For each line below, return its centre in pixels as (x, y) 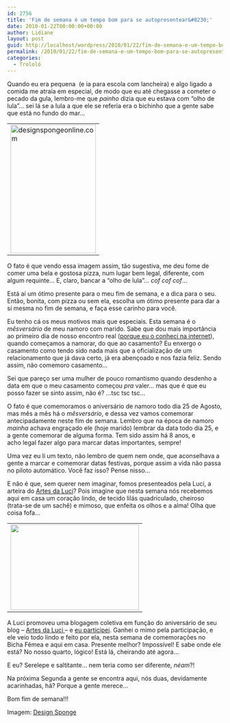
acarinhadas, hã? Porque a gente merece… (68, 685)
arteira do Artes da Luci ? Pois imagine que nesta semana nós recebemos (110, 491)
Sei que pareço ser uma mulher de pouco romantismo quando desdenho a (112, 378)
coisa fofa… (24, 512)
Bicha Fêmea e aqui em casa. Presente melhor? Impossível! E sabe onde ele (114, 644)
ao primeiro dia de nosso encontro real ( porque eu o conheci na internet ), (111, 335)
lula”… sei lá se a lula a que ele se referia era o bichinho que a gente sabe (111, 105)
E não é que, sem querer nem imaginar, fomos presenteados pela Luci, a (109, 483)
